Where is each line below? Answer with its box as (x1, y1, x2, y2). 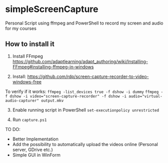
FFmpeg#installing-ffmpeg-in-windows (12, 63, 94, 69)
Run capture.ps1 (12, 116, 47, 122)
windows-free (12, 78, 42, 84)
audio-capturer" (5, 98, 39, 103)
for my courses (5, 25, 37, 31)
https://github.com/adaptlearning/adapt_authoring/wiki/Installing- (12, 58, 148, 64)
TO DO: (5, 126, 21, 132)
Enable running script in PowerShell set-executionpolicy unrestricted (12, 106, 159, 113)
